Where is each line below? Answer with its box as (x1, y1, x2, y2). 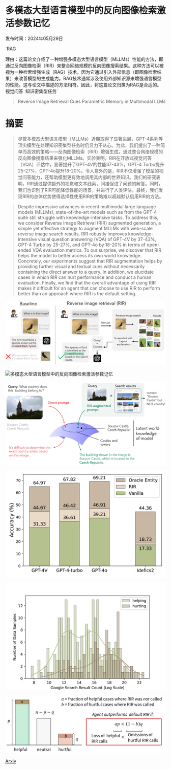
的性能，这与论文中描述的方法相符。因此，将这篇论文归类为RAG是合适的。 (5, 81, 162, 87)
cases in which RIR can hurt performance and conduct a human (17, 274, 152, 280)
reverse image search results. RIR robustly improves (17, 231, 127, 237)
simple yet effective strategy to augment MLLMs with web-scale (17, 225, 153, 231)
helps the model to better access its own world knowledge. (17, 252, 142, 258)
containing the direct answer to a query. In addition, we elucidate (17, 269, 154, 275)
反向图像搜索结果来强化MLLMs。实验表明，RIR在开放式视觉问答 (17, 155, 152, 161)
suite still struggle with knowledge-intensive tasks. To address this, (17, 214, 159, 221)
